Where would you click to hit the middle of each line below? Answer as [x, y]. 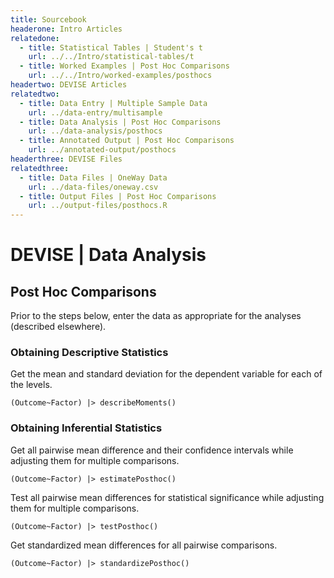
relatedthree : [40, 168]
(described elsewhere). [58, 327]
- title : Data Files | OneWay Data [93, 177]
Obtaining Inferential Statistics [86, 428]
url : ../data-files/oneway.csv [93, 187]
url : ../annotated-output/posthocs [102, 150]
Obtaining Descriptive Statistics [89, 353]
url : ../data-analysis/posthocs [95, 131]
